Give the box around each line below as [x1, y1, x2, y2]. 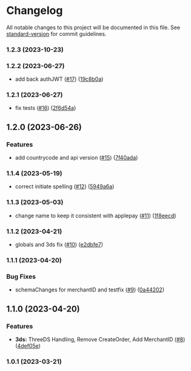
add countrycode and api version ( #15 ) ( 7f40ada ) [15, 154, 138, 162]
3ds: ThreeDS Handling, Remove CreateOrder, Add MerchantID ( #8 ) [15, 335, 186, 343]
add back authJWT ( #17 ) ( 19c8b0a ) [15, 75, 104, 83]
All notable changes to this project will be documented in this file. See [6, 24, 181, 31]
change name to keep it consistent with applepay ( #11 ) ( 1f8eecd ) [15, 212, 176, 219]
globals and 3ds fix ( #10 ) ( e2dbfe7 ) [15, 241, 104, 248]
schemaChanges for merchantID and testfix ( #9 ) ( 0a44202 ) [15, 286, 165, 293]
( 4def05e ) [15, 342, 41, 349]
